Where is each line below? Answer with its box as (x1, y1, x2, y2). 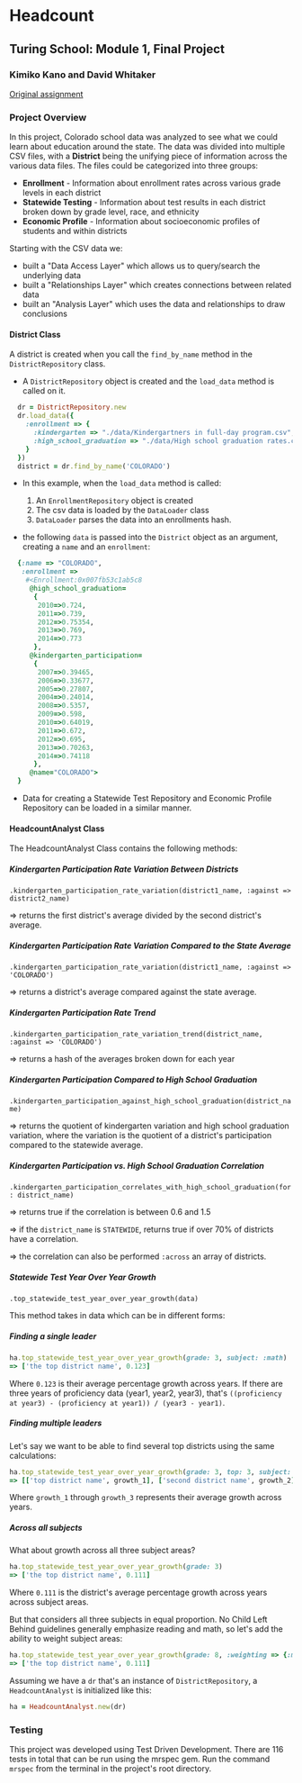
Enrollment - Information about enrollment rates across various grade (22, 177, 281, 189)
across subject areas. (9, 1597, 89, 1607)
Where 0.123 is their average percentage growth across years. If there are (9, 1378, 283, 1389)
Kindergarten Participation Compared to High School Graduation (9, 1073, 258, 1085)
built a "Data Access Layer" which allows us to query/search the (22, 260, 261, 271)
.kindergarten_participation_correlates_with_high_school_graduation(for (9, 1183, 292, 1192)
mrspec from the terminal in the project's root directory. (9, 1763, 212, 1774)
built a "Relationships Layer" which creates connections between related (22, 280, 292, 291)
